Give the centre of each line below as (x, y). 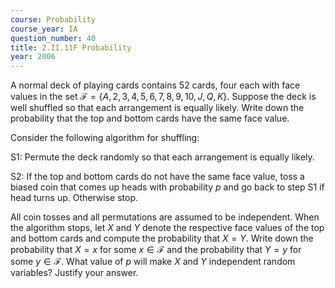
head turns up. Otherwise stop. (74, 198)
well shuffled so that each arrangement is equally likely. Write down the (157, 108)
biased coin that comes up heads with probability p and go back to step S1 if (167, 187)
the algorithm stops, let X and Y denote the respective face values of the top (167, 228)
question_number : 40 (53, 38)
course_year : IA (44, 29)
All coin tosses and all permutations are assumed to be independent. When (165, 217)
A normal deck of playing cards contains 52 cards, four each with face (155, 85)
